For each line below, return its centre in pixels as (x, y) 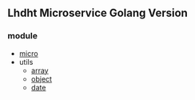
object (42, 78)
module (22, 36)
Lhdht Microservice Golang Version (98, 13)
